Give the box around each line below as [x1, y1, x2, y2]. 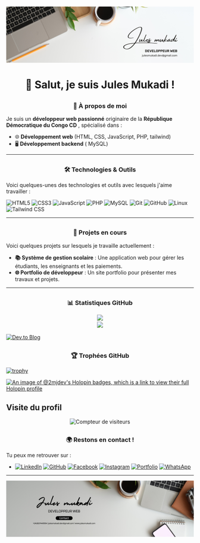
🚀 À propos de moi [73, 102, 127, 110]
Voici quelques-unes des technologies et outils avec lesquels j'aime [6, 181, 173, 188]
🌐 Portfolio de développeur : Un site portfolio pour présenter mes [14, 269, 177, 276]
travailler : [6, 188, 31, 195]
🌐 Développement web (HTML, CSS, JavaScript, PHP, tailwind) [14, 133, 171, 141]
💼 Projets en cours [73, 229, 127, 237]
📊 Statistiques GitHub [67, 298, 133, 307]
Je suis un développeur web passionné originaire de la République [6, 116, 173, 123]
